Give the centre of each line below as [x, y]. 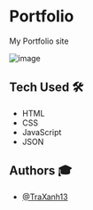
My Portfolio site [39, 41]
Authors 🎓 [41, 171]
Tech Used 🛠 [46, 88]
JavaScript [42, 132]
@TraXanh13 [45, 197]
